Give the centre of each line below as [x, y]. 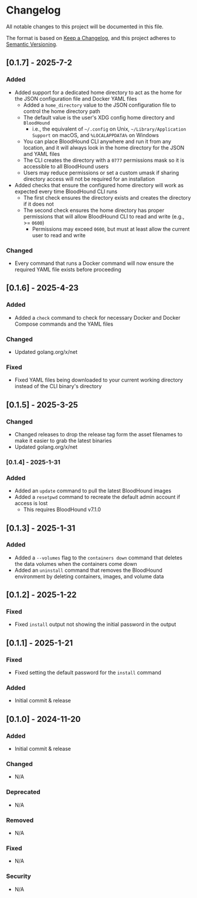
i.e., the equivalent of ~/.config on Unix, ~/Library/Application [109, 129]
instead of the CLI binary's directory [58, 386]
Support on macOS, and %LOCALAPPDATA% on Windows [96, 135]
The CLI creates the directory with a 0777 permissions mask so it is [104, 160]
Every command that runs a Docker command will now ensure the [94, 263]
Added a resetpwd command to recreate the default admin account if [97, 497]
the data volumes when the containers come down [76, 564]
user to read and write [59, 235]
